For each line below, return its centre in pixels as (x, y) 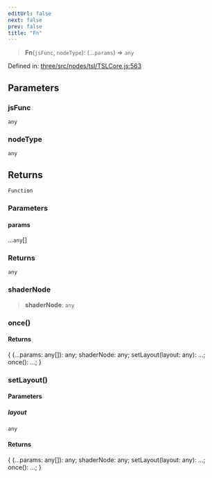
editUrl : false (30, 14)
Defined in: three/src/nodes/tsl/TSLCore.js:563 (75, 66)
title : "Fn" (25, 33)
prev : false (25, 26)
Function (20, 191)
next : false (25, 20)
